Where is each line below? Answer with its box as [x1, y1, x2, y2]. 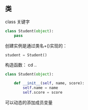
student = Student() [5, 52, 48, 58]
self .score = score [23, 90, 63, 95]
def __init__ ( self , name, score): [14, 81, 85, 86]
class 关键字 [5, 19, 30, 25]
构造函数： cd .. [5, 62, 37, 68]
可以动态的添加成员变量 [5, 99, 53, 105]
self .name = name [23, 85, 58, 90]
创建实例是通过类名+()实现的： [5, 42, 67, 48]
